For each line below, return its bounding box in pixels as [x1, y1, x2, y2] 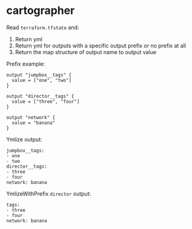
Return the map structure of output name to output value [15, 48, 156, 55]
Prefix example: [6, 60, 45, 67]
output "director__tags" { [6, 93, 74, 99]
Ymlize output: [6, 135, 42, 143]
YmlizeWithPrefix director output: [6, 190, 91, 197]
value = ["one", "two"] [12, 77, 71, 83]
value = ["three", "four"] [12, 98, 80, 104]
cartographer [6, 4, 75, 18]
